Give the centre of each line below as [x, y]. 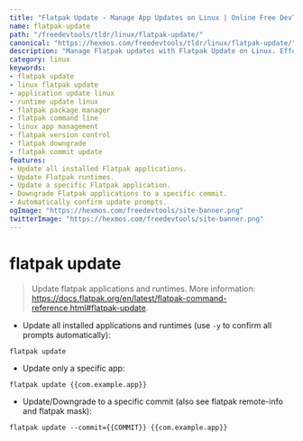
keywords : [28, 69]
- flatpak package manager [60, 110]
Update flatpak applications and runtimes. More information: [143, 289]
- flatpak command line [54, 118]
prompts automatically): [66, 335]
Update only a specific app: [73, 368]
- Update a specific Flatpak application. [90, 186]
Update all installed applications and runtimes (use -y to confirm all [147, 325]
